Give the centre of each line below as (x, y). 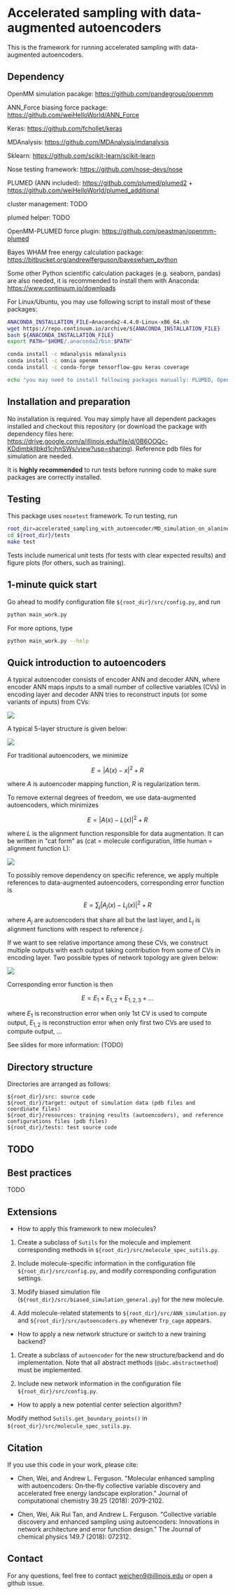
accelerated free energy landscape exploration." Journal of (102, 1493)
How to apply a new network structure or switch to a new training (112, 1334)
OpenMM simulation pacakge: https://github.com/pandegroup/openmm (111, 93)
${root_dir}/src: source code (51, 1097)
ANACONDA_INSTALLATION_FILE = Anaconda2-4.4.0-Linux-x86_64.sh (98, 322)
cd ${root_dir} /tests (39, 536)
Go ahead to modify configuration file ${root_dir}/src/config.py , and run (114, 602)
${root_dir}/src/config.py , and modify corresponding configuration (117, 1271)
